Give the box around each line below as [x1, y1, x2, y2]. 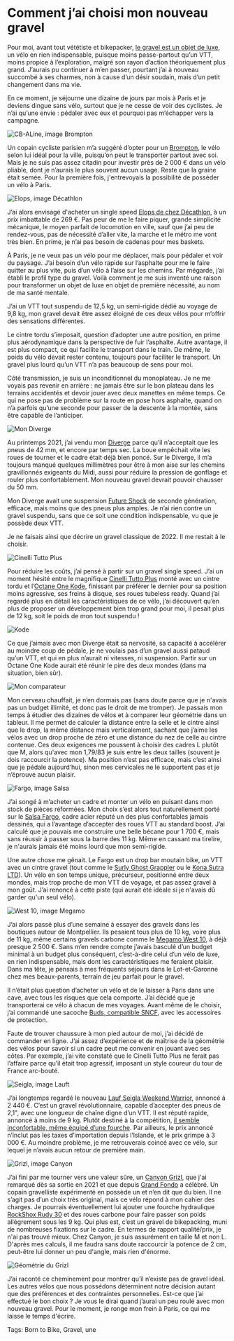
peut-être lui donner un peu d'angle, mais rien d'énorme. [7, 1247, 171, 1255]
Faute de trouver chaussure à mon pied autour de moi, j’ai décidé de [7, 1029, 204, 1037]
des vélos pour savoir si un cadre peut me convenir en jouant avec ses [7, 1044, 211, 1052]
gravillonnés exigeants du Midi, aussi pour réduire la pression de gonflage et [7, 468, 228, 476]
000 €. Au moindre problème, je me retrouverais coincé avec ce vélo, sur [7, 1138, 218, 1147]
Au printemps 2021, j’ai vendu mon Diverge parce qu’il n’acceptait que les [7, 438, 219, 447]
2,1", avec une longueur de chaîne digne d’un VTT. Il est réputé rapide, [7, 1108, 210, 1117]
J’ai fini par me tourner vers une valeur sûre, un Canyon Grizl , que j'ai [7, 1173, 207, 1181]
